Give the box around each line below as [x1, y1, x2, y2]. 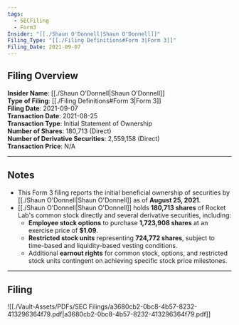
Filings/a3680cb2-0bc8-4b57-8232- [88, 302, 198, 311]
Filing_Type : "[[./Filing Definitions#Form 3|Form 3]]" [7, 37, 176, 44]
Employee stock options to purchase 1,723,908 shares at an [28, 218, 208, 227]
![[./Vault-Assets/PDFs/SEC [7, 302, 87, 311]
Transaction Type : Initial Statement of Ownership [7, 119, 153, 128]
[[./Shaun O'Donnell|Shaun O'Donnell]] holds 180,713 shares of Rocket [17, 203, 226, 212]
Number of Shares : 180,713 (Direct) [7, 126, 112, 135]
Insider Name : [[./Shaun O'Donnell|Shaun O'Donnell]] [7, 88, 165, 97]
